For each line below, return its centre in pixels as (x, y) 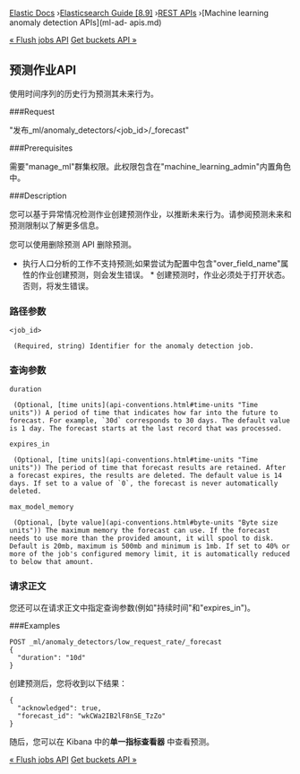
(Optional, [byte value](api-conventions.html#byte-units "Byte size (146, 523)
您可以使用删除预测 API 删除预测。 (73, 244)
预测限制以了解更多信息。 (56, 225)
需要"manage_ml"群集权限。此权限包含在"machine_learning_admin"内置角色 (150, 166)
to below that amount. (51, 562)
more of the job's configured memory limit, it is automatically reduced (150, 554)
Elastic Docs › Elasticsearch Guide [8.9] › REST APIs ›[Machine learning (139, 13)
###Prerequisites (41, 148)
